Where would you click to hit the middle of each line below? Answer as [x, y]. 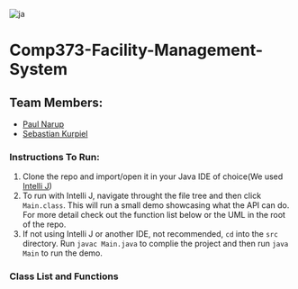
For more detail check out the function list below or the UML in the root [154, 215]
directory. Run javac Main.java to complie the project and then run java [155, 244]
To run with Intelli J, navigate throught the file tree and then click [142, 196]
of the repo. [44, 224]
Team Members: [56, 102]
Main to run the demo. [63, 253]
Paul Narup [43, 124]
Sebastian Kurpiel [55, 134]
